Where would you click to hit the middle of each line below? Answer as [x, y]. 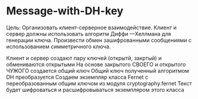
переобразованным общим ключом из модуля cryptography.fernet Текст [99, 83]
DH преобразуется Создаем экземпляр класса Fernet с [77, 77]
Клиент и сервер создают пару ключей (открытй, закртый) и [84, 58]
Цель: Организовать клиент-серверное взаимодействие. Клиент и [92, 27]
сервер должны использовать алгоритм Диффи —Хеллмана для [89, 33]
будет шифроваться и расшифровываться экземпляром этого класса [95, 89]
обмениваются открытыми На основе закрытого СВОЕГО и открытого [96, 64]
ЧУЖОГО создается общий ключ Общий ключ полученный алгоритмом [98, 70]
